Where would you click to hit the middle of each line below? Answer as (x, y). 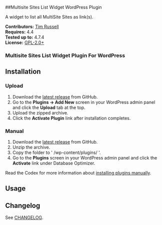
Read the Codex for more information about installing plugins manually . (78, 172)
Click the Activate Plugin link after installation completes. (71, 118)
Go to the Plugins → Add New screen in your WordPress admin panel (84, 102)
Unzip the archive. (31, 147)
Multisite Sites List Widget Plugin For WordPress (65, 55)
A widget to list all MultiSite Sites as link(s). (49, 17)
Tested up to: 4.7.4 (25, 37)
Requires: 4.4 (19, 32)
